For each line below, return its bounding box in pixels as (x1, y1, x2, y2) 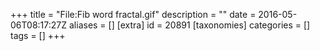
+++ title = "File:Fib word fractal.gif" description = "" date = (10, 9, 257, 20)
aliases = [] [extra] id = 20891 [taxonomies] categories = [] (68, 19, 311, 31)
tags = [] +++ (10, 30, 66, 41)
